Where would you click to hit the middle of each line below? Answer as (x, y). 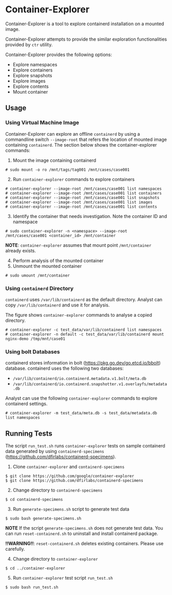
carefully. (15, 549)
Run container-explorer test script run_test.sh (63, 578)
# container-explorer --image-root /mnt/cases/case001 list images (79, 202)
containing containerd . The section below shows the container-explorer (81, 145)
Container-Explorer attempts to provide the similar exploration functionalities (86, 39)
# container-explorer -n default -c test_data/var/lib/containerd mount (85, 334)
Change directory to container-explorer (55, 559)
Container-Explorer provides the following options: (59, 55)
